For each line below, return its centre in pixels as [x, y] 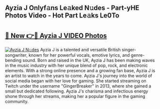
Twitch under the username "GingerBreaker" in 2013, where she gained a [78, 86]
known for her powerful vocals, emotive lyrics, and [79, 55]
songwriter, [16, 55]
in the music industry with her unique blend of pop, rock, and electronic [76, 65]
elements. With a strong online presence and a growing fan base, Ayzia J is [80, 70]
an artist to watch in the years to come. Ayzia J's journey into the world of [79, 76]
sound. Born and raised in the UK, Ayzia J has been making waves [89, 60]
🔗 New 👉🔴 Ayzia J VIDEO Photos [56, 36]
